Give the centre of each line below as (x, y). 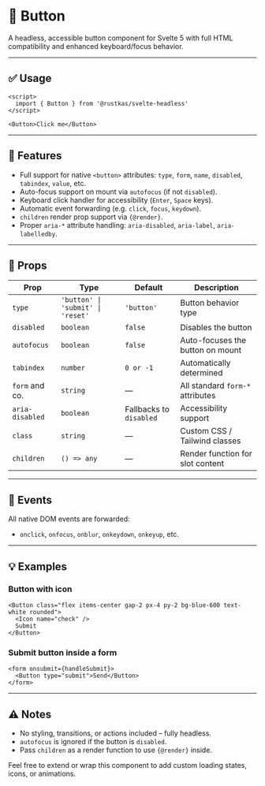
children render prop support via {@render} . (91, 217)
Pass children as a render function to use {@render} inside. (116, 750)
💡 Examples (38, 566)
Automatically (205, 363)
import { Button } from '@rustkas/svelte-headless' (102, 103)
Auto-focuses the (213, 341)
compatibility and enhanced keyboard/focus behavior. (96, 46)
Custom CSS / (206, 431)
